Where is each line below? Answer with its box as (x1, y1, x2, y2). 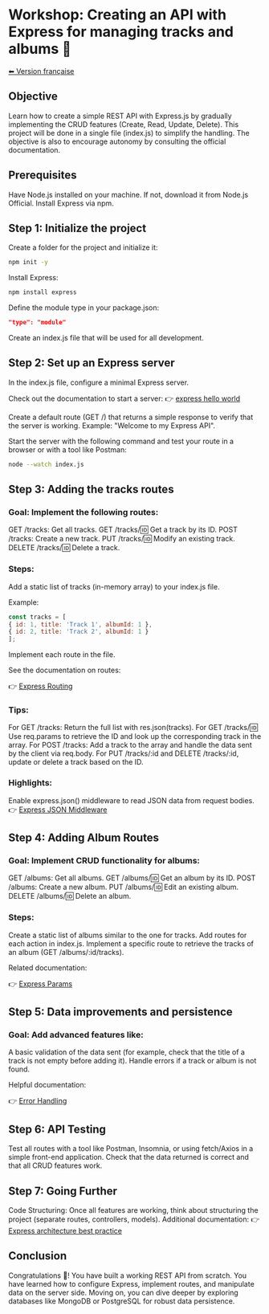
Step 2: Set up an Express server (8, 356, 175, 370)
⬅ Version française (8, 66, 75, 75)
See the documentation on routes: (8, 665, 121, 675)
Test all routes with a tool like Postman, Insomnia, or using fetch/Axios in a (8, 1144, 254, 1153)
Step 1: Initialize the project (8, 221, 147, 235)
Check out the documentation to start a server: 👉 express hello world (8, 394, 241, 403)
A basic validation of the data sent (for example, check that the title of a (8, 1047, 245, 1057)
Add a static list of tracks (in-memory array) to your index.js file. (8, 582, 220, 591)
